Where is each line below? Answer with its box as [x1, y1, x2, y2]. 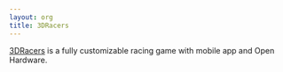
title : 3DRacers [9, 21, 69, 30]
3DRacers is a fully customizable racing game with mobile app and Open [9, 45, 275, 55]
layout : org [9, 12, 53, 22]
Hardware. [9, 54, 48, 65]
